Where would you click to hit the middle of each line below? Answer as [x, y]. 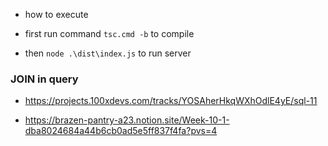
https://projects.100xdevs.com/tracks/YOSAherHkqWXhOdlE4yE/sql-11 [171, 101]
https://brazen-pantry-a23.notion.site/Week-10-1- [127, 120]
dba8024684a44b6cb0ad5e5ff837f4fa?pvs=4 [121, 131]
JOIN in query [44, 79]
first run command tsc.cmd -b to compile [109, 33]
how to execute [56, 14]
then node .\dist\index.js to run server [108, 53]
